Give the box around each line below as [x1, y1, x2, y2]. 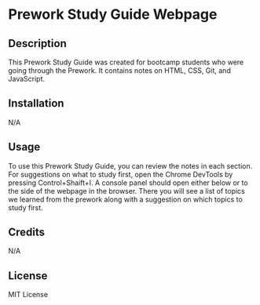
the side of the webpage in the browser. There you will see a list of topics [8, 186, 245, 195]
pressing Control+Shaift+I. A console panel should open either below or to [8, 178, 249, 187]
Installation [8, 96, 64, 111]
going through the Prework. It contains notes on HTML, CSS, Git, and [8, 66, 232, 75]
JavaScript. [8, 74, 46, 83]
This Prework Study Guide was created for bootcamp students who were [8, 57, 244, 67]
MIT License [8, 290, 49, 300]
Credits [8, 226, 46, 239]
